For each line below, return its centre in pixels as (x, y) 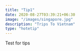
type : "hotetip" (22, 29)
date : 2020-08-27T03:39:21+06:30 (40, 15)
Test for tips (18, 43)
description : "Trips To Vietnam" (40, 24)
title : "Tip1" (20, 10)
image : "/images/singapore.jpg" (39, 19)
